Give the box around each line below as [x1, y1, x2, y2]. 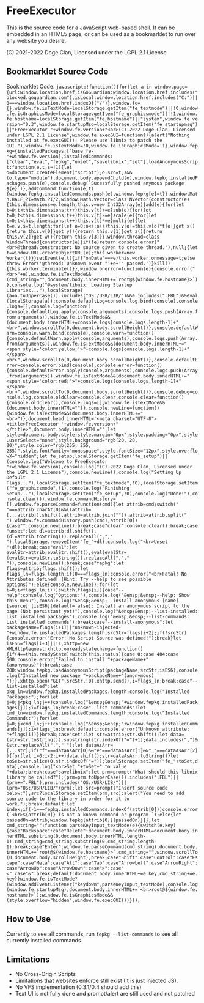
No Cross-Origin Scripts [15, 971, 76, 978]
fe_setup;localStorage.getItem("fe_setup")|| [49, 453, 168, 459]
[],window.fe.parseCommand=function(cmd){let [6, 501, 124, 508]
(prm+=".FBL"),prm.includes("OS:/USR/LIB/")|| [6, 779, 127, 786]
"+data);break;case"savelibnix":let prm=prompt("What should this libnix [6, 769, 199, 775]
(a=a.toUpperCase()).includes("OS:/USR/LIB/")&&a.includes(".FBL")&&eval [6, 292, 199, 298]
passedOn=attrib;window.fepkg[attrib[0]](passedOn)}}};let [6, 817, 160, 823]
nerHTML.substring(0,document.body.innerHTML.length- [6, 833, 147, 839]
